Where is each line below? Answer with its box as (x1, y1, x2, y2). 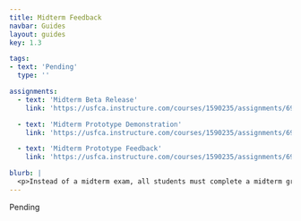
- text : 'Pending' (9, 63, 78, 72)
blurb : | (9, 169, 42, 178)
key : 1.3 (9, 38, 42, 47)
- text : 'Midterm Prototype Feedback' (17, 144, 163, 153)
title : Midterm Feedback (9, 13, 102, 22)
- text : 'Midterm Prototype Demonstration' (17, 120, 182, 129)
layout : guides (9, 30, 66, 38)
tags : (9, 55, 30, 64)
